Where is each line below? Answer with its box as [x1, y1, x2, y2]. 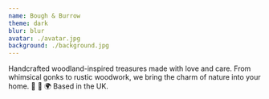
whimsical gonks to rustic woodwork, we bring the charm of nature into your [8, 72, 261, 82]
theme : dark [8, 19, 48, 27]
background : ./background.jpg [8, 42, 110, 50]
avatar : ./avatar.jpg [8, 34, 81, 43]
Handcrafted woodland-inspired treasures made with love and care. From [8, 64, 251, 73]
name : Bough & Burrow [8, 11, 81, 20]
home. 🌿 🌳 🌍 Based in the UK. [8, 81, 108, 91]
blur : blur [8, 27, 45, 35]
